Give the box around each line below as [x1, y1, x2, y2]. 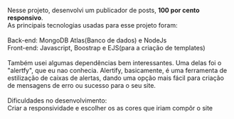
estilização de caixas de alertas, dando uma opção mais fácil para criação [7, 74, 224, 82]
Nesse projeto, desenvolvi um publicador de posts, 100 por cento [7, 6, 201, 14]
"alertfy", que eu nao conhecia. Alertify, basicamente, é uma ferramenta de [7, 67, 228, 74]
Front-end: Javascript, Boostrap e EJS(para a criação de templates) [7, 44, 206, 52]
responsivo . [7, 13, 44, 22]
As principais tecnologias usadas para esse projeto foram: [7, 21, 178, 29]
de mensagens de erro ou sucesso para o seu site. [7, 81, 156, 89]
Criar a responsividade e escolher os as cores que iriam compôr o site [7, 104, 213, 112]
